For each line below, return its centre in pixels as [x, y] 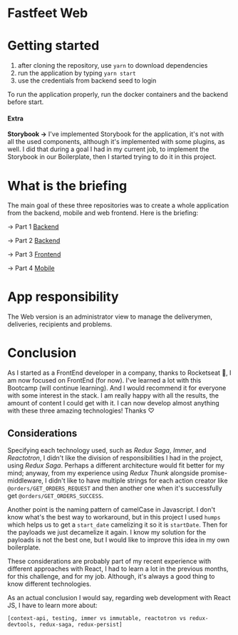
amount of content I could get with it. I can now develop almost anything [113, 403]
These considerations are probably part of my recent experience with [109, 561]
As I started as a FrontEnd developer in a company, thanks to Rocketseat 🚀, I [119, 373]
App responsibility [63, 297]
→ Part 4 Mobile [31, 268]
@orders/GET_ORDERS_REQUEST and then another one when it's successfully [115, 488]
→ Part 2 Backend [34, 241]
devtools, [22, 624]
